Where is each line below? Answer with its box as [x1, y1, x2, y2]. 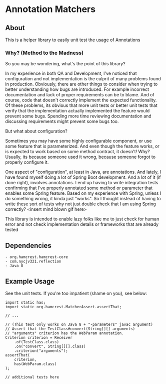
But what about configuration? [5, 128, 67, 134]
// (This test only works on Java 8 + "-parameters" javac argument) [5, 322, 153, 327]
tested [5, 227, 18, 233]
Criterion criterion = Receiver [5, 335, 72, 340]
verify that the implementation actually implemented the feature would [5, 108, 150, 114]
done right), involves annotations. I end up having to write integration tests [5, 180, 158, 186]
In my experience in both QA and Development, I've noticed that [5, 70, 137, 76]
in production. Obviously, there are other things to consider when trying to [5, 81, 158, 87]
